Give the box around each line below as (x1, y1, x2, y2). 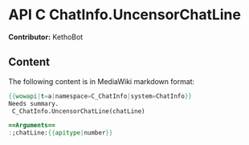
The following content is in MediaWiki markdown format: (8, 76, 195, 86)
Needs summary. (8, 99, 59, 107)
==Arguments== (8, 122, 56, 130)
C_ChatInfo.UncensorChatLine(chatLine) (11, 107, 146, 115)
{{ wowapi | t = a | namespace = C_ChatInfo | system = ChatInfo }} (8, 92, 193, 100)
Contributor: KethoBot (8, 32, 84, 42)
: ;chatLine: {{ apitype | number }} (8, 129, 113, 137)
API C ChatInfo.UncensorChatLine (8, 6, 241, 24)
